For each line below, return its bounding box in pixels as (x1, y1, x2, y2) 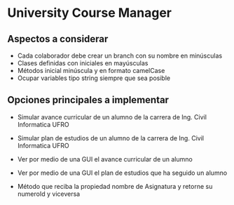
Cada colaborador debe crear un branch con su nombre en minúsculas (17, 51, 223, 60)
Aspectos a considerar (7, 33, 109, 45)
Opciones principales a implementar (7, 94, 170, 106)
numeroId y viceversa (17, 190, 81, 198)
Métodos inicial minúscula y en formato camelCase (17, 67, 165, 74)
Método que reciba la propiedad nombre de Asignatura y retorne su (17, 182, 213, 190)
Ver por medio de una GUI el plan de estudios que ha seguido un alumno (17, 168, 228, 177)
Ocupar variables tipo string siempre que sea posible (17, 74, 170, 82)
